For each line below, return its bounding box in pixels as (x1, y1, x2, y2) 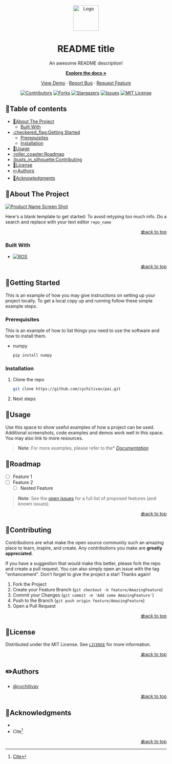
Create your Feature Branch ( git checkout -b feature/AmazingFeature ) (12, 586, 163, 592)
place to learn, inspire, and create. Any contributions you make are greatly (5, 545, 163, 551)
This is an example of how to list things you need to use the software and (5, 327, 160, 334)
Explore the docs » (66, 70, 106, 76)
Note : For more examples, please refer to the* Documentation (17, 445, 149, 451)
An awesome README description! (49, 60, 123, 66)
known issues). (17, 501, 50, 507)
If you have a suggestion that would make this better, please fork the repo (5, 560, 161, 566)
